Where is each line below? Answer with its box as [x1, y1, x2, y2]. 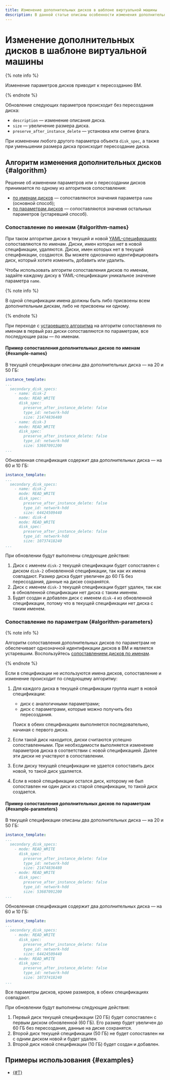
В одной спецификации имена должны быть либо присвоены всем [5, 297, 150, 303]
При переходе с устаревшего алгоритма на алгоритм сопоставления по [5, 323, 162, 329]
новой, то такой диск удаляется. [12, 768, 82, 774]
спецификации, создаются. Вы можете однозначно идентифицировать [5, 251, 158, 257]
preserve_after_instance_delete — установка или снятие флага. [12, 128, 150, 134]
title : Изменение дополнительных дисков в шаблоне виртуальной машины [5, 7, 157, 13]
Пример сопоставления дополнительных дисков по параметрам [5, 800, 151, 806]
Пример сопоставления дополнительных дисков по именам [5, 345, 140, 351]
